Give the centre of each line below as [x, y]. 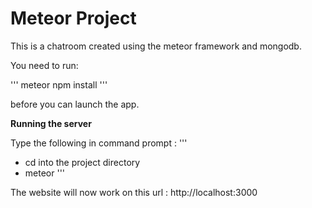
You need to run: [44, 65]
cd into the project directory [82, 162]
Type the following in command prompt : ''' [99, 143]
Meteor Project [73, 18]
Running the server [51, 123]
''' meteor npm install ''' [59, 84]
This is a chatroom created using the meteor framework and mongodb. [156, 46]
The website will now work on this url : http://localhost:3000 [134, 192]
